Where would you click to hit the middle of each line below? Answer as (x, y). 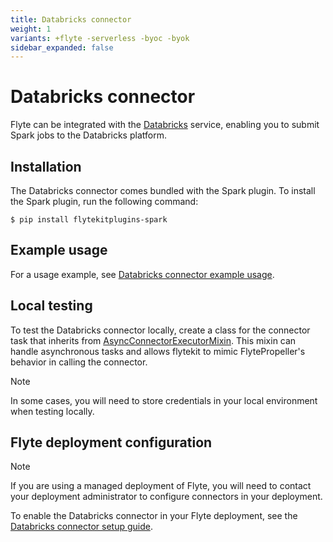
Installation (46, 166)
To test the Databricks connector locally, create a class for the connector (160, 330)
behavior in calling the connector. (79, 362)
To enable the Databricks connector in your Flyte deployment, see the (154, 516)
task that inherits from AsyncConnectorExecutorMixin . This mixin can (153, 340)
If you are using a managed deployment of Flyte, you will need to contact (161, 486)
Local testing (51, 306)
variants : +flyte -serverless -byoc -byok (100, 38)
